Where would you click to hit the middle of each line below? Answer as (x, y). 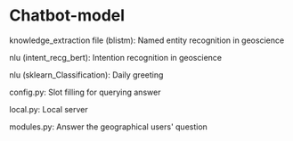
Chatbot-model (67, 16)
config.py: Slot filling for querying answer (85, 92)
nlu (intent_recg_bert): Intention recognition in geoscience (116, 57)
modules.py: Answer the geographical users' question (108, 127)
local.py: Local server (49, 109)
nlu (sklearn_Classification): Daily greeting (86, 75)
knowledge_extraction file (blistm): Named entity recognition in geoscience (147, 40)
